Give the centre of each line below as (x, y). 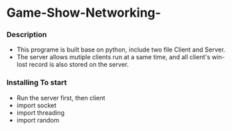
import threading (41, 112)
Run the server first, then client (61, 98)
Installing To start (37, 83)
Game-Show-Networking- (84, 13)
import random (38, 120)
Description (27, 35)
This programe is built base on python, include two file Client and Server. (121, 49)
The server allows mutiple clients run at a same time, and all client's (113, 57)
